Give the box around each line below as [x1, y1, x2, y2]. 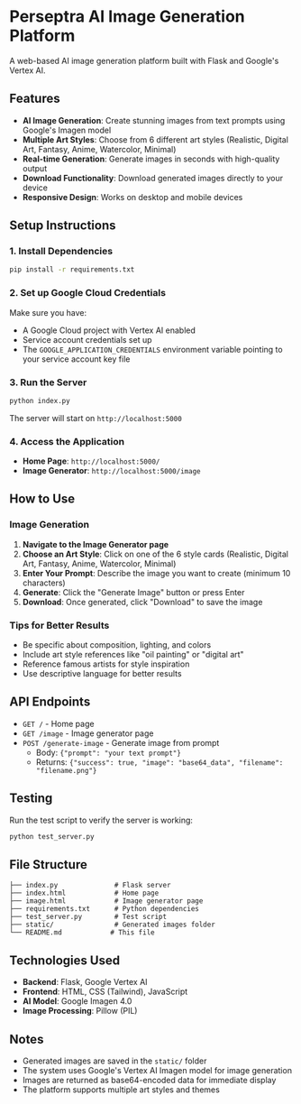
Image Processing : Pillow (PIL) [22, 1006, 138, 1017]
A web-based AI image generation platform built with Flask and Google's [9, 55, 279, 66]
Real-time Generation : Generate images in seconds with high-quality [22, 153, 280, 164]
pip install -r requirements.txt [9, 265, 135, 274]
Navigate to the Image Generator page [22, 538, 169, 549]
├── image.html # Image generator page [9, 897, 204, 906]
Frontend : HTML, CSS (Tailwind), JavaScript [22, 986, 188, 998]
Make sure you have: [9, 307, 87, 317]
